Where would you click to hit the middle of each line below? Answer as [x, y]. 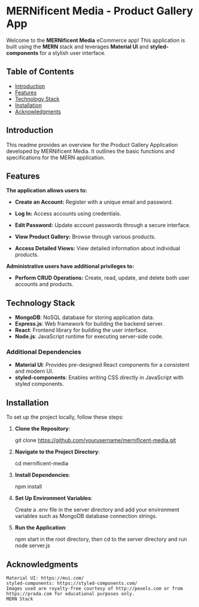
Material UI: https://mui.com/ [45, 578]
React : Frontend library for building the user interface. [81, 330]
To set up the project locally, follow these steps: [65, 417]
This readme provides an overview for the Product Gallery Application [92, 145]
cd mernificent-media [42, 464]
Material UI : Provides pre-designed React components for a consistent [102, 365]
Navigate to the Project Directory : [57, 452]
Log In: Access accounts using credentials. [68, 214]
